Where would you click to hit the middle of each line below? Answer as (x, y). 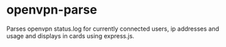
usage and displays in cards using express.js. (71, 35)
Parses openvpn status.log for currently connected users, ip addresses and (113, 29)
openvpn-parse (52, 10)
